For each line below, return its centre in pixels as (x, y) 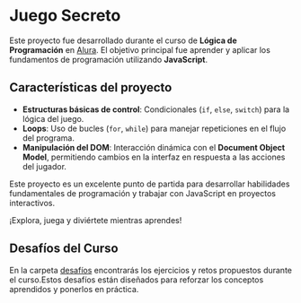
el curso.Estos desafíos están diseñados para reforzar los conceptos (137, 280)
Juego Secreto (65, 16)
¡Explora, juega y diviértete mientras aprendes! (96, 220)
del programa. (48, 138)
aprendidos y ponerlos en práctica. (74, 289)
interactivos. (32, 203)
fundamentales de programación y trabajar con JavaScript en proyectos (143, 193)
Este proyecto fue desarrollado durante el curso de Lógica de (123, 40)
